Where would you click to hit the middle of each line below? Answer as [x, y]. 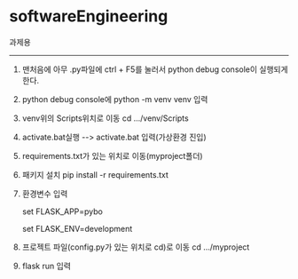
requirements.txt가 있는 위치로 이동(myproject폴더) [112, 155]
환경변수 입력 [45, 194]
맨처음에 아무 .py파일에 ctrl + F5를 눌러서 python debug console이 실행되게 [155, 69]
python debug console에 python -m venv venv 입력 [115, 99]
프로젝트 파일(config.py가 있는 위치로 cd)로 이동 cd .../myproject [136, 247]
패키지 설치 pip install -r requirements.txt [95, 174]
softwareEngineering [89, 16]
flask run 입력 [46, 266]
